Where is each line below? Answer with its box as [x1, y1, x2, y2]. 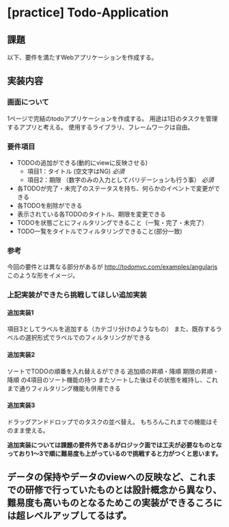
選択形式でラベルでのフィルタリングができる [25, 334, 151, 342]
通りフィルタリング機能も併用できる [18, 384, 121, 392]
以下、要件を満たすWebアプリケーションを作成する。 [7, 53, 158, 61]
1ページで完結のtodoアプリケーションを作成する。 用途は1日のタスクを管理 [7, 114, 218, 123]
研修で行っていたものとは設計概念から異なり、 [25, 485, 222, 496]
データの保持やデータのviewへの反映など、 [7, 471, 189, 483]
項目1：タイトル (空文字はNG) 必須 [27, 167, 125, 175]
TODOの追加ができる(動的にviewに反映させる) [16, 158, 148, 167]
